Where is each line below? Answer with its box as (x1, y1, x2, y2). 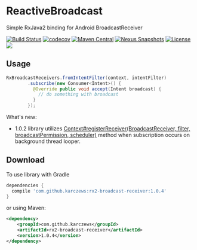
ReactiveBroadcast (6, 4, 103, 18)
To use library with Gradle (6, 170, 70, 178)
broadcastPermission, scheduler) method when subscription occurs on (14, 132, 190, 138)
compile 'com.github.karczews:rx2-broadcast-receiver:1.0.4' (11, 188, 167, 194)
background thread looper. (14, 138, 81, 145)
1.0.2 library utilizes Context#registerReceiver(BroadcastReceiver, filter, (14, 125, 190, 132)
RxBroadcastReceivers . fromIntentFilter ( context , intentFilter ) (6, 75, 167, 81)
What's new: (6, 114, 37, 120)
